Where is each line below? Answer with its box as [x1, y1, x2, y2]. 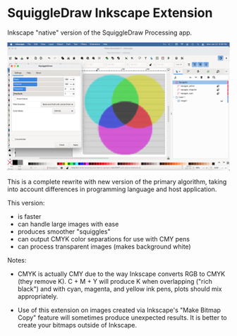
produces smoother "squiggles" [17, 227, 111, 236]
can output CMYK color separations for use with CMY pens [17, 235, 190, 244]
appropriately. [17, 292, 59, 301]
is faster [17, 212, 42, 221]
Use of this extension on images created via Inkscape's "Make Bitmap [17, 306, 221, 315]
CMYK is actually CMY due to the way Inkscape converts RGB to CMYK [17, 270, 226, 278]
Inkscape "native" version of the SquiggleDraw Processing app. [7, 28, 193, 37]
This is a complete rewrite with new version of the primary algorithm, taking [7, 178, 227, 186]
